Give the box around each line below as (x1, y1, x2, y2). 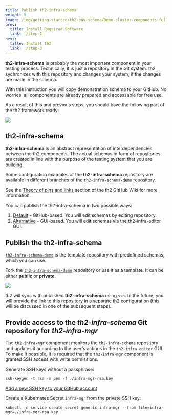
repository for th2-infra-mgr (5, 326, 98, 335)
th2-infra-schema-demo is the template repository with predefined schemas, (5, 252, 165, 258)
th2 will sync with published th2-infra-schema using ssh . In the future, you (5, 293, 164, 299)
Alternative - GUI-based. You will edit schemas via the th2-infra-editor (12, 218, 161, 224)
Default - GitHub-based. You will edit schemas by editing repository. (12, 212, 157, 218)
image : (5, 17, 19, 22)
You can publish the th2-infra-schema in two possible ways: (5, 203, 132, 209)
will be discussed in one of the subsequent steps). (5, 303, 112, 309)
